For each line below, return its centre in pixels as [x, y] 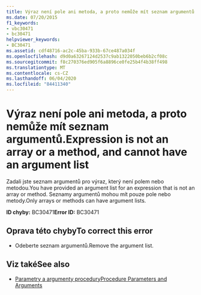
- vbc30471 [20, 28]
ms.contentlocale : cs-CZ [37, 73]
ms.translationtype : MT [36, 67]
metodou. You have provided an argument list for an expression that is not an [100, 188]
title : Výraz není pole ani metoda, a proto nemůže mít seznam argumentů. [102, 12]
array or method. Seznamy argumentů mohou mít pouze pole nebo [88, 194]
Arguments [28, 285]
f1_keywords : [22, 23]
